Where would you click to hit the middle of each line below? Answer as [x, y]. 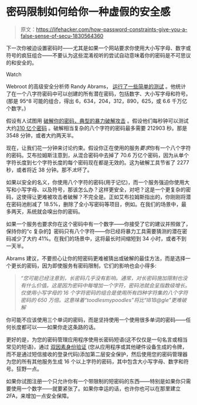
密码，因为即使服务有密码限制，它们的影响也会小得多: [91, 265]
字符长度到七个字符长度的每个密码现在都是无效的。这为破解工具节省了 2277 [98, 162]
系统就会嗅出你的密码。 [55, 211]
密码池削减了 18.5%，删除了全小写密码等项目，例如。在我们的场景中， [96, 204]
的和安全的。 [21, 63]
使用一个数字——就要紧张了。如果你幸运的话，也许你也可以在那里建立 [96, 388]
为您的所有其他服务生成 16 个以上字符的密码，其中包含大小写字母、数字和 [95, 361]
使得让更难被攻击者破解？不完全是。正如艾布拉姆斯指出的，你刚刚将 [103, 197]
